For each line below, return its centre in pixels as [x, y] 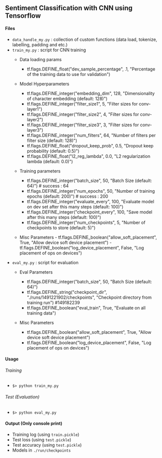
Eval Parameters [36, 272]
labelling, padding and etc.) [40, 44]
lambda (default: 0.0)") [50, 161]
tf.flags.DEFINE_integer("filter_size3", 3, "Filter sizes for [83, 125]
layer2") [35, 119]
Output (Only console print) [34, 423]
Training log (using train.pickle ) [46, 434]
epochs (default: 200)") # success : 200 [67, 196]
